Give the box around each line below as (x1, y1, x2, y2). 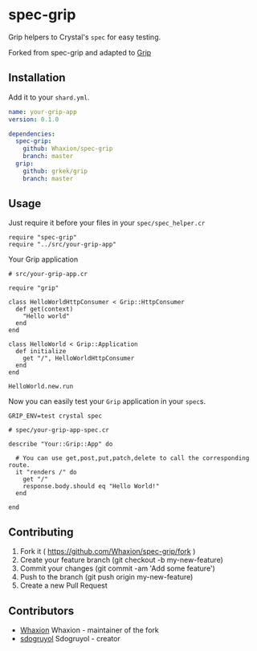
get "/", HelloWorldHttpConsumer (22, 355, 135, 363)
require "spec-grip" (8, 234, 78, 242)
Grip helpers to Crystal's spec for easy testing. (8, 32, 161, 42)
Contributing (8, 525, 74, 539)
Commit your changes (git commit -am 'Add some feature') (19, 564, 215, 573)
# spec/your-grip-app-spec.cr (8, 426, 110, 434)
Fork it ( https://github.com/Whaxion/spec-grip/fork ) (19, 547, 196, 556)
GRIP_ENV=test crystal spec (8, 412, 103, 421)
